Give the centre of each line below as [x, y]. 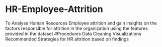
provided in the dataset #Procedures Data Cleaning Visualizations [73, 33]
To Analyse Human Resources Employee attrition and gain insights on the [81, 23]
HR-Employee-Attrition [54, 9]
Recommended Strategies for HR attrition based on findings [67, 39]
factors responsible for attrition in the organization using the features [77, 28]
